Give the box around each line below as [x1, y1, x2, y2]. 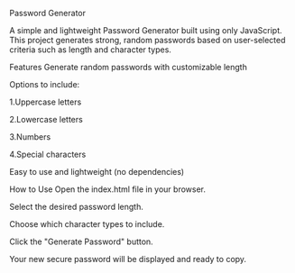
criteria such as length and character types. [9, 44, 171, 55]
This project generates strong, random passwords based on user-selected [9, 35, 286, 45]
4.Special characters [9, 149, 87, 159]
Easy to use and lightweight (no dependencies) [9, 167, 185, 177]
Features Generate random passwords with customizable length [9, 62, 248, 72]
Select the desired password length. [9, 202, 144, 212]
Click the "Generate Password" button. [9, 236, 153, 247]
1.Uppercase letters [9, 96, 82, 107]
